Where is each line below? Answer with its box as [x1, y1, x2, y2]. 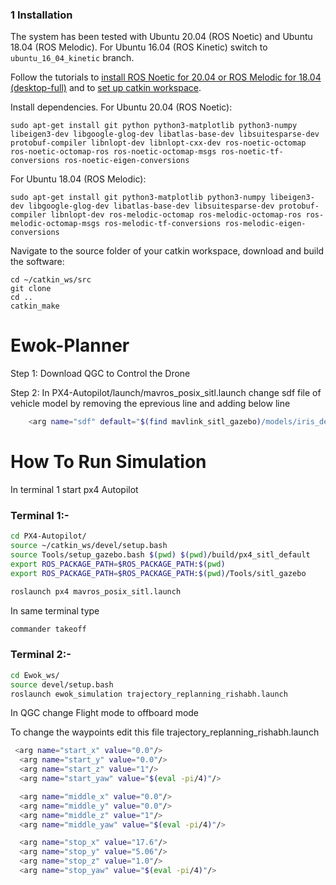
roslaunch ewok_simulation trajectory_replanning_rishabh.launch [10, 689, 288, 699]
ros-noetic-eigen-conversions [63, 156, 190, 166]
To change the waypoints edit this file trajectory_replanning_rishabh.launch [10, 726, 320, 738]
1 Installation [10, 8, 73, 22]
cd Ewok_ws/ [10, 670, 60, 680]
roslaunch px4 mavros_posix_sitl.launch [10, 586, 182, 597]
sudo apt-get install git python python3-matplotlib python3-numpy [10, 121, 298, 131]
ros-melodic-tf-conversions [104, 219, 222, 229]
